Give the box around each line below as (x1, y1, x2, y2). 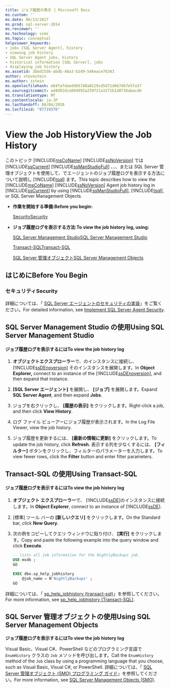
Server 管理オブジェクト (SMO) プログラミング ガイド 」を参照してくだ (5, 670, 153, 676)
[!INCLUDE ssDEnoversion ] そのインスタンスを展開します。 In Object (12, 365, 155, 371)
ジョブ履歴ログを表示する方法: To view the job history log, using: (12, 224, 150, 230)
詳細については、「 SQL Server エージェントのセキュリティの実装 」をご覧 (5, 300, 158, 306)
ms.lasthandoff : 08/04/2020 (5, 102, 65, 108)
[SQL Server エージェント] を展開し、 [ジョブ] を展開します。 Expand (12, 386, 157, 392)
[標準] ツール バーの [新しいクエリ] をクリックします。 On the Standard (12, 514, 161, 520)
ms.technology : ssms (5, 31, 49, 36)
